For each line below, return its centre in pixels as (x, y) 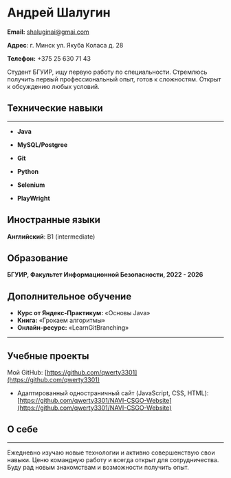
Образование (38, 258)
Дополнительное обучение (69, 296)
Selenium (31, 185)
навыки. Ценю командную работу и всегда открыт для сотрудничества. (113, 459)
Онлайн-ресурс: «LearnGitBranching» (73, 328)
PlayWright (33, 198)
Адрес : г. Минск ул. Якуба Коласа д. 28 (65, 45)
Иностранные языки (54, 220)
